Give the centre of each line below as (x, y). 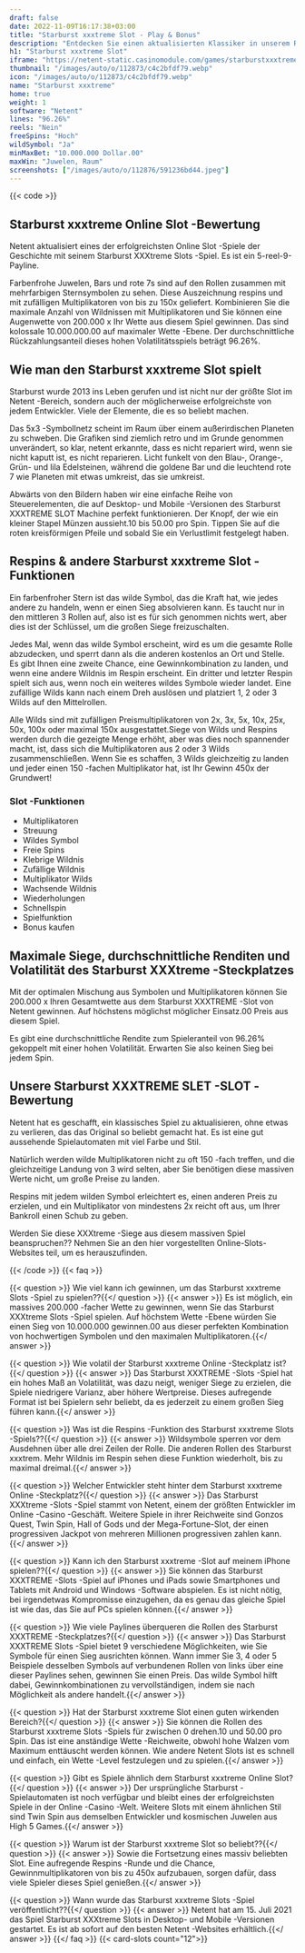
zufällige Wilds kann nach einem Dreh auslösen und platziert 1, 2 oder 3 (143, 693)
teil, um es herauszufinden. (97, 1252)
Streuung (39, 831)
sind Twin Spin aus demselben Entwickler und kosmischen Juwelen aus (143, 1816)
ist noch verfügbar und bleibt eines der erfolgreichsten (172, 1797)
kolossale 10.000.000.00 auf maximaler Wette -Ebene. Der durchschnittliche (152, 332)
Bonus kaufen (49, 927)
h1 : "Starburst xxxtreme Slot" (69, 52)
